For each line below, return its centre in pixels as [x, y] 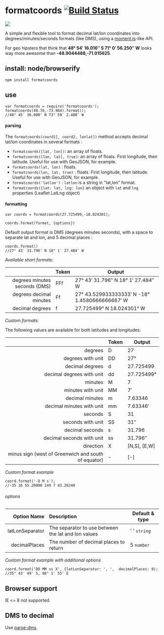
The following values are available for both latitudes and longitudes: [73, 330]
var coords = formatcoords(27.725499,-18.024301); [58, 214]
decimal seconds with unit [73, 438]
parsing [13, 126]
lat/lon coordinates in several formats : [44, 142]
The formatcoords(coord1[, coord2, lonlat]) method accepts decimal [76, 136]
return [56, 548]
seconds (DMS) [33, 286]
